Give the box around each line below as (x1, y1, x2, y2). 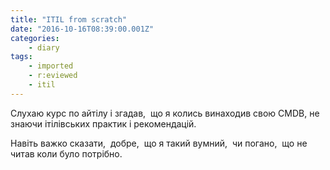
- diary (28, 42, 60, 53)
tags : (10, 52, 33, 62)
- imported (28, 61, 74, 71)
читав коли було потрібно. (10, 147, 123, 160)
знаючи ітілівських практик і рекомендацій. (10, 117, 197, 130)
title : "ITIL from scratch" (10, 14, 128, 25)
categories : (10, 33, 60, 43)
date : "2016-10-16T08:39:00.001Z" (10, 24, 155, 34)
